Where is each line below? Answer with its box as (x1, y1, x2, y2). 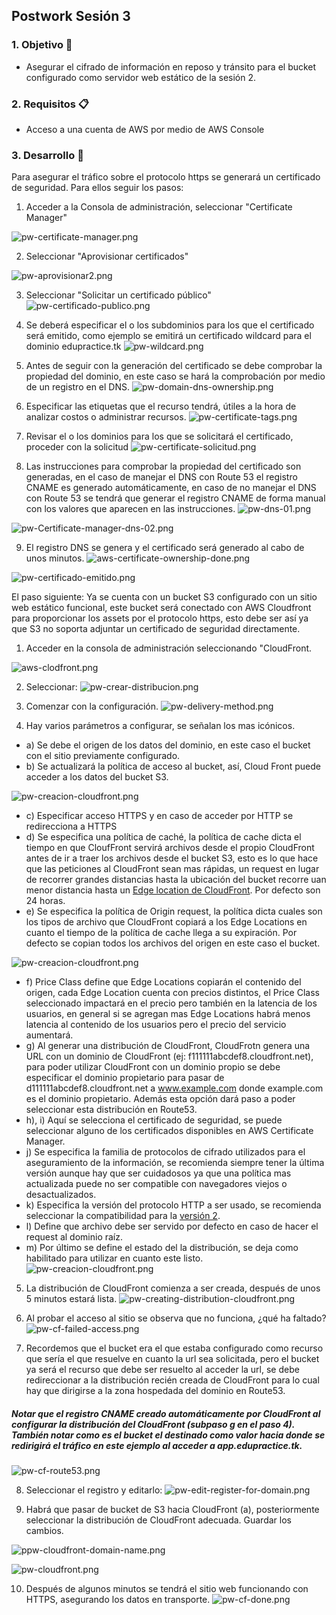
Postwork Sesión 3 (11, 8, 131, 25)
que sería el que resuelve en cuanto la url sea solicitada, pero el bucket (25, 1353, 320, 1365)
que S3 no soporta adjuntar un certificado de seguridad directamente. (11, 623, 301, 635)
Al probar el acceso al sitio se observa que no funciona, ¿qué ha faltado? (25, 1312, 327, 1324)
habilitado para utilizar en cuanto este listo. (25, 1252, 204, 1264)
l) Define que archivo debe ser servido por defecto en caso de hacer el (25, 1220, 319, 1233)
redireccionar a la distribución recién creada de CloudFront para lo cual (25, 1374, 320, 1386)
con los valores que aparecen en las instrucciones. (25, 503, 236, 515)
